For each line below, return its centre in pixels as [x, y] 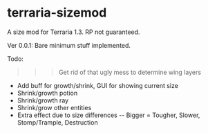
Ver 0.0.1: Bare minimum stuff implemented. [69, 45]
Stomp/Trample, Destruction [57, 122]
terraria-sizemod [57, 13]
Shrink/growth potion [47, 93]
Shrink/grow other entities [54, 107]
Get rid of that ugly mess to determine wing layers [130, 72]
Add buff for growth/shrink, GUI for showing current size [97, 85]
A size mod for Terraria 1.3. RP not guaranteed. [74, 32]
